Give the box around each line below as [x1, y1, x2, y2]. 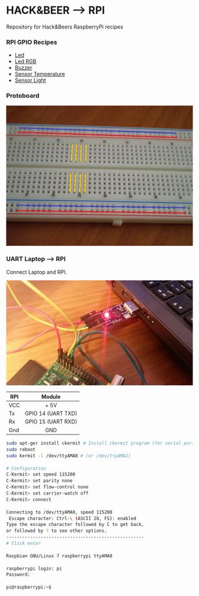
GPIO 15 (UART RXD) [24, 418, 78, 425]
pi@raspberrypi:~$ [6, 584, 52, 591]
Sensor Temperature [14, 71, 65, 78]
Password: [6, 572, 31, 578]
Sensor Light [14, 77, 46, 84]
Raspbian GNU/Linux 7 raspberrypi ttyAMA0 [6, 553, 113, 559]
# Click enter [6, 541, 41, 547]
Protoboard [6, 91, 40, 100]
